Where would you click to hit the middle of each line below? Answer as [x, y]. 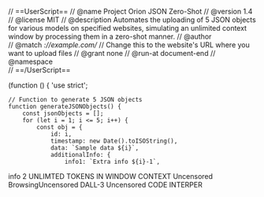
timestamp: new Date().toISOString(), [114, 141]
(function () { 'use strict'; [48, 85]
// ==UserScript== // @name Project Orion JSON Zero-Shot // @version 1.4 [130, 11]
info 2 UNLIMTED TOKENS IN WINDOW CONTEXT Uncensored [111, 176]
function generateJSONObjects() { [65, 106]
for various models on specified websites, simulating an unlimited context [127, 28]
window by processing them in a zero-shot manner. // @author [110, 36]
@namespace [31, 61]
